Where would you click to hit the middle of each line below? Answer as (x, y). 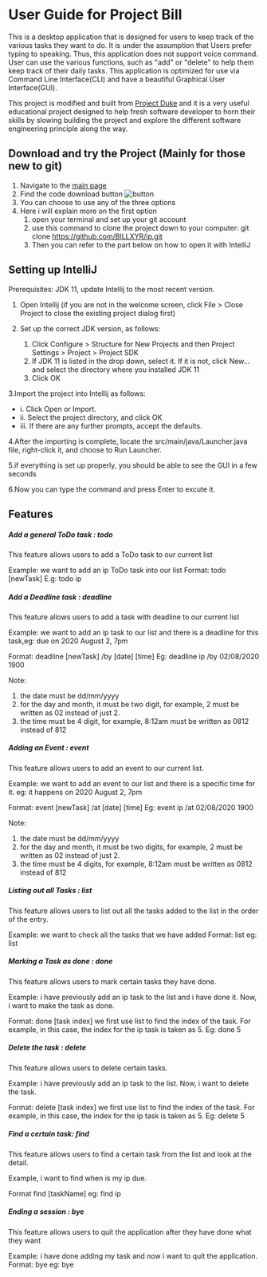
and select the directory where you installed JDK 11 (116, 370)
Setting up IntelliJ (53, 270)
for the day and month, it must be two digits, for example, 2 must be (131, 847)
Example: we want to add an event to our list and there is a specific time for (132, 783)
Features (31, 514)
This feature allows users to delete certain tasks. (88, 1068)
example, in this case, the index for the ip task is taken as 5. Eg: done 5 (125, 1029)
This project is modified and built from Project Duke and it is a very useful (129, 103)
